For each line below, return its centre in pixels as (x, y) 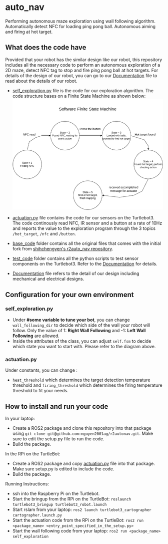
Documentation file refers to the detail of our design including (76, 274)
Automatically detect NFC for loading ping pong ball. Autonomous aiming (80, 26)
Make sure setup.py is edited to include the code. (63, 469)
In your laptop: (20, 418)
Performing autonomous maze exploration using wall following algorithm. (80, 21)
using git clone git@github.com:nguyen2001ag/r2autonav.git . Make (83, 433)
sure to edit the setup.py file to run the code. (58, 439)
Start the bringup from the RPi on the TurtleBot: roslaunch (72, 499)
